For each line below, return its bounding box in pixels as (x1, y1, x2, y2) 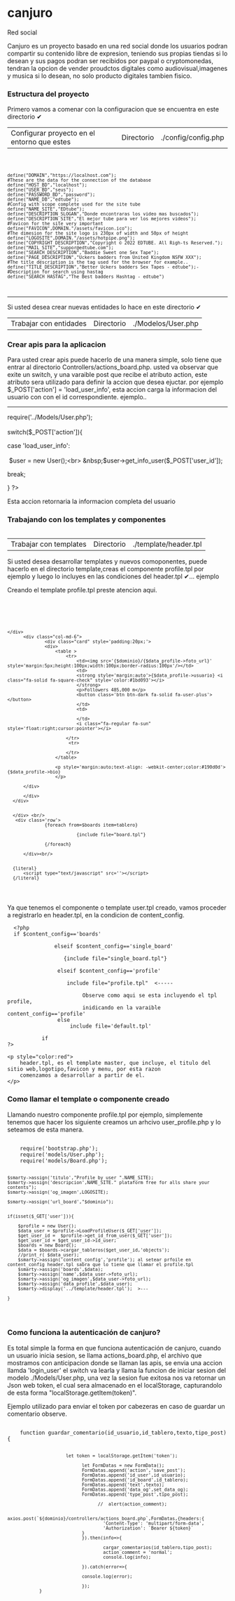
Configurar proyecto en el (10, 128, 96, 138)
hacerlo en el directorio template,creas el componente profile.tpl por (7, 564, 204, 573)
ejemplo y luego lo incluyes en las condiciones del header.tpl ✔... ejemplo (7, 572, 220, 580)
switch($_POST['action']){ (7, 428, 83, 437)
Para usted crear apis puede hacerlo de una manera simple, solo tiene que (7, 356, 222, 364)
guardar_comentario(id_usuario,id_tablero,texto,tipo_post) (48, 1429, 227, 1436)
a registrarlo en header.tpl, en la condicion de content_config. (7, 911, 185, 919)
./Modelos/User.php (132, 319, 199, 328)
